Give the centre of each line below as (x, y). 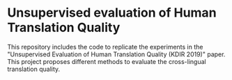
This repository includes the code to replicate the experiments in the (105, 47)
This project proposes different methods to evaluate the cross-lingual (107, 61)
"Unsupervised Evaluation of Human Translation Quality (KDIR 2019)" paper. (116, 54)
